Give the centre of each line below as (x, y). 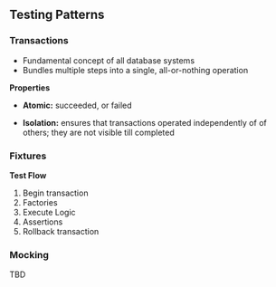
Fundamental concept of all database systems (109, 60)
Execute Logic (49, 212)
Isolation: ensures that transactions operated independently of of (144, 122)
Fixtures (28, 156)
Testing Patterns (57, 15)
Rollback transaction (61, 231)
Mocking (29, 254)
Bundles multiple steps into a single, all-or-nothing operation (135, 70)
